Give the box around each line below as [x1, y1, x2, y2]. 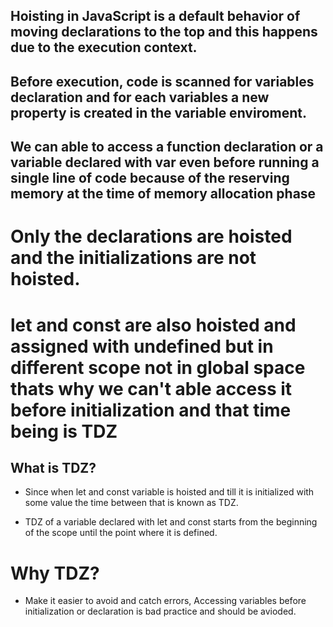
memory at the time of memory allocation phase [10, 185, 317, 203]
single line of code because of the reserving [10, 170, 290, 187]
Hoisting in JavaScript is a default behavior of [10, 8, 301, 25]
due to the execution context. [10, 39, 198, 56]
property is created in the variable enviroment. [10, 104, 307, 121]
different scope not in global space [10, 356, 306, 379]
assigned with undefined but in [10, 335, 274, 358]
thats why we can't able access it [10, 377, 293, 400]
